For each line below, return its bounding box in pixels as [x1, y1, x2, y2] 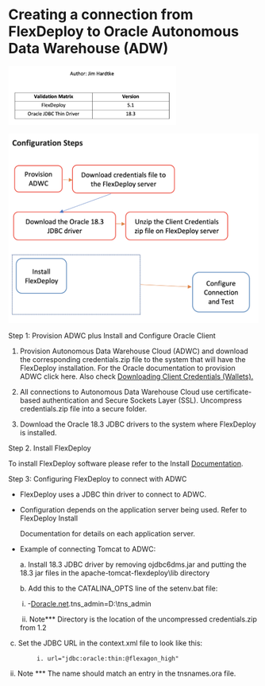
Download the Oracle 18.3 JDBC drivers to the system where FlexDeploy [19, 419, 256, 429]
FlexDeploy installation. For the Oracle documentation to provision [19, 363, 236, 372]
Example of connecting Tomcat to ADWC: [19, 544, 156, 554]
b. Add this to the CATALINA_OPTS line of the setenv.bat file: [19, 583, 218, 593]
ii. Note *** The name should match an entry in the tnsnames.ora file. [10, 668, 236, 678]
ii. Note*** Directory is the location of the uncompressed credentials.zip [21, 614, 258, 624]
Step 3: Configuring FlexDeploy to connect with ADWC [8, 474, 187, 483]
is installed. [19, 427, 57, 437]
